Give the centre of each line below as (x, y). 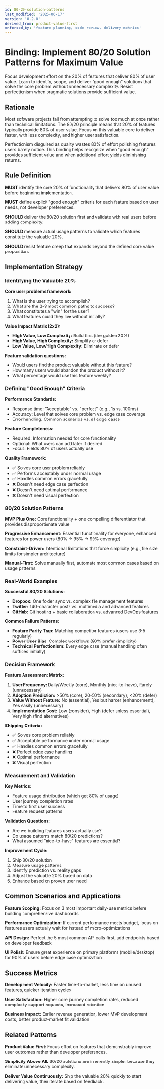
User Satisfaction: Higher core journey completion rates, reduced (72, 1000)
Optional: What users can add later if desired (57, 443)
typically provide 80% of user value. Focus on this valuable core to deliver (80, 129)
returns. (13, 160)
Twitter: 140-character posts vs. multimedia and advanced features (81, 607)
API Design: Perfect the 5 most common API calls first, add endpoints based (82, 937)
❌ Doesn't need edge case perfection (50, 484)
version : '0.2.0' (23, 19)
